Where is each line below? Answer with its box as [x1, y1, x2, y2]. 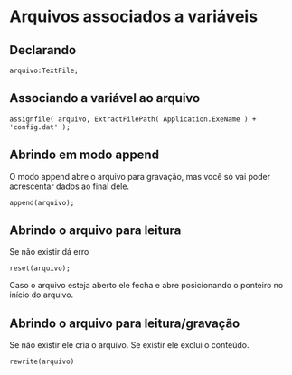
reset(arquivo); [9, 264, 71, 273]
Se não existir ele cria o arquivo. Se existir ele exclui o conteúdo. [9, 340, 250, 351]
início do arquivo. [9, 289, 74, 300]
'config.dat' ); [9, 122, 71, 132]
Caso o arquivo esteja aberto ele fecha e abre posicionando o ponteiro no [9, 280, 284, 291]
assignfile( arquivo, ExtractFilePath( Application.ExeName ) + [9, 115, 257, 124]
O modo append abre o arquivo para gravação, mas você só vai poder [9, 171, 271, 182]
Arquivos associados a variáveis [9, 6, 259, 27]
